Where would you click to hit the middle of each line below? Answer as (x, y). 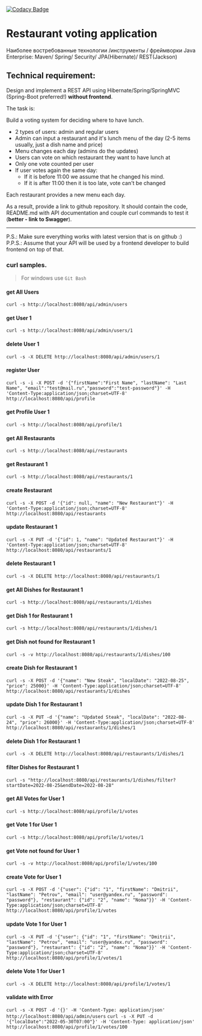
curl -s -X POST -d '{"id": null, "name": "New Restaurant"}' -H (90, 503)
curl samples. (26, 265)
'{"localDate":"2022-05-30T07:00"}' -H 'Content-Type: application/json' (101, 1022)
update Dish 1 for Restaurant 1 (44, 704)
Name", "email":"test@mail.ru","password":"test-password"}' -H (88, 388)
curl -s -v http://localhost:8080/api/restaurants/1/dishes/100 (88, 654)
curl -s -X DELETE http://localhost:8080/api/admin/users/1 (83, 357)
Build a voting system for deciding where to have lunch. (75, 120)
